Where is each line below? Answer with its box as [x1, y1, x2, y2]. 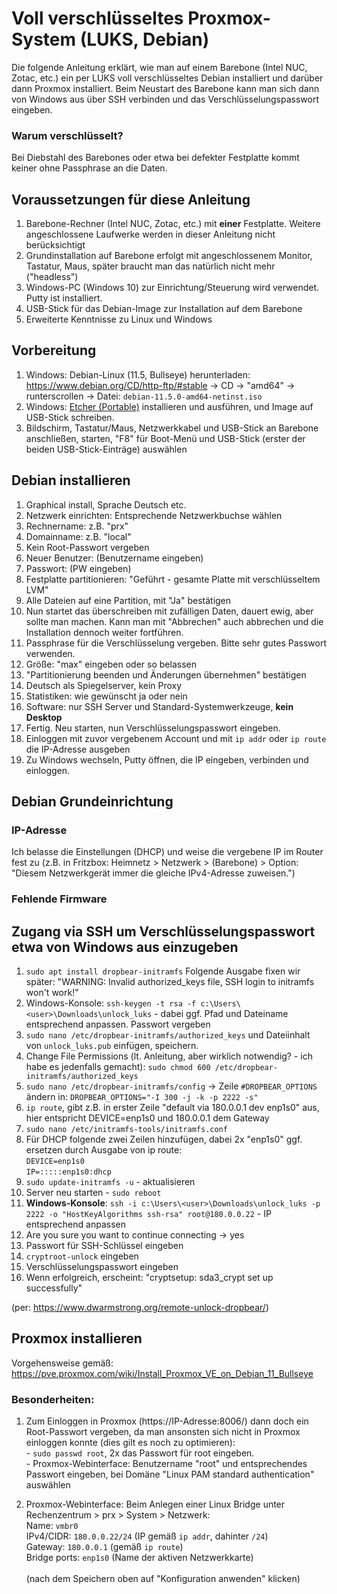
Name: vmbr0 [25, 1520, 79, 1532]
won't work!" [25, 987, 79, 999]
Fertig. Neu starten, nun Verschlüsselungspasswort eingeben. [25, 722, 281, 734]
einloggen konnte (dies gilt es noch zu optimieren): [25, 1437, 236, 1449]
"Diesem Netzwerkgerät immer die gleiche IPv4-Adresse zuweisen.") [11, 867, 296, 879]
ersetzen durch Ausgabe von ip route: [25, 1144, 183, 1156]
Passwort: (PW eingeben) [25, 562, 132, 574]
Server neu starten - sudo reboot [25, 1187, 162, 1199]
